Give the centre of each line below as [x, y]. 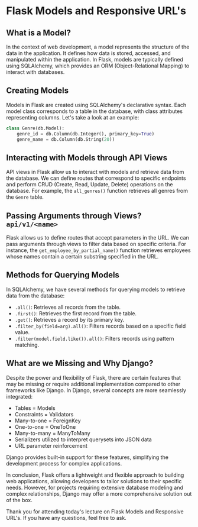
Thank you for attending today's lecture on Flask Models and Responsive [95, 511]
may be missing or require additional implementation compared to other [93, 384]
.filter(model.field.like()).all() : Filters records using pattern [94, 338]
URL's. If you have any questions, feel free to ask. [66, 518]
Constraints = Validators [44, 414]
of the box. [19, 500]
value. [22, 332]
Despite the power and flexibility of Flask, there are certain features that [94, 377]
